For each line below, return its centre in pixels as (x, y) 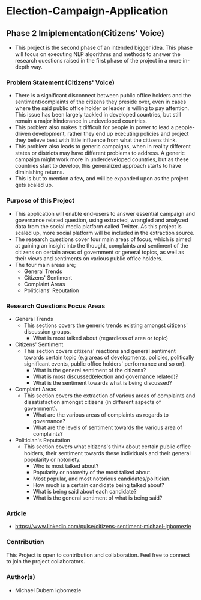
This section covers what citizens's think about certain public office (107, 447)
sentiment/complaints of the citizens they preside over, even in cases (100, 102)
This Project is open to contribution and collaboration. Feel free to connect (98, 555)
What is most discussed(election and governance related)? (106, 376)
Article (16, 513)
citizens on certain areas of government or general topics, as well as (100, 252)
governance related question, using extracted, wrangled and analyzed (102, 220)
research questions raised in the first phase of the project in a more (98, 60)
